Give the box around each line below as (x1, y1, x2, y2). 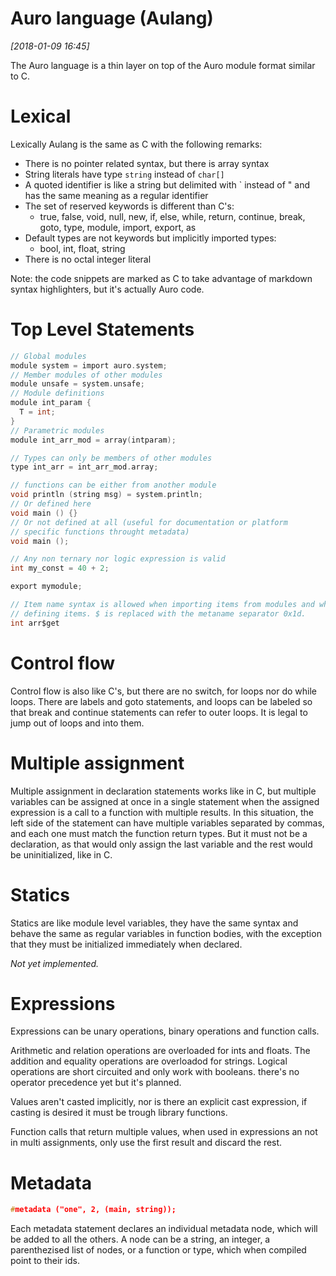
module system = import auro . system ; (10, 360, 168, 371)
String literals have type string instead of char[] (24, 168, 225, 180)
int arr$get (10, 618, 60, 628)
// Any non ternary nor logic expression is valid (10, 554, 226, 564)
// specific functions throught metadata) (10, 527, 190, 537)
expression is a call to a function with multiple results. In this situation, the (10, 806, 314, 818)
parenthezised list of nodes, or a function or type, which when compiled (10, 1244, 307, 1256)
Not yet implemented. (10, 957, 100, 969)
